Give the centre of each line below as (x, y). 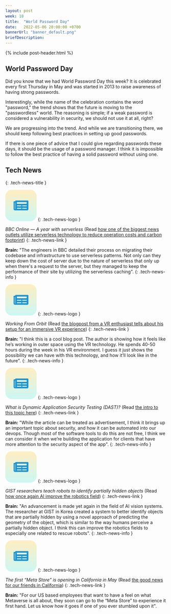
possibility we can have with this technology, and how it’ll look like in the (81, 355)
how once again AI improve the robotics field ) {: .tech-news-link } (74, 496)
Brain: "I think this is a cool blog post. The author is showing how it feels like (86, 339)
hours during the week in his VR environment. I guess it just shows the (79, 350)
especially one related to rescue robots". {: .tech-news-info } (69, 533)
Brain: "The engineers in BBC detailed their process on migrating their (79, 250)
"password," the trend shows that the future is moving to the (69, 107)
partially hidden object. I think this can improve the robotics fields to (77, 528)
